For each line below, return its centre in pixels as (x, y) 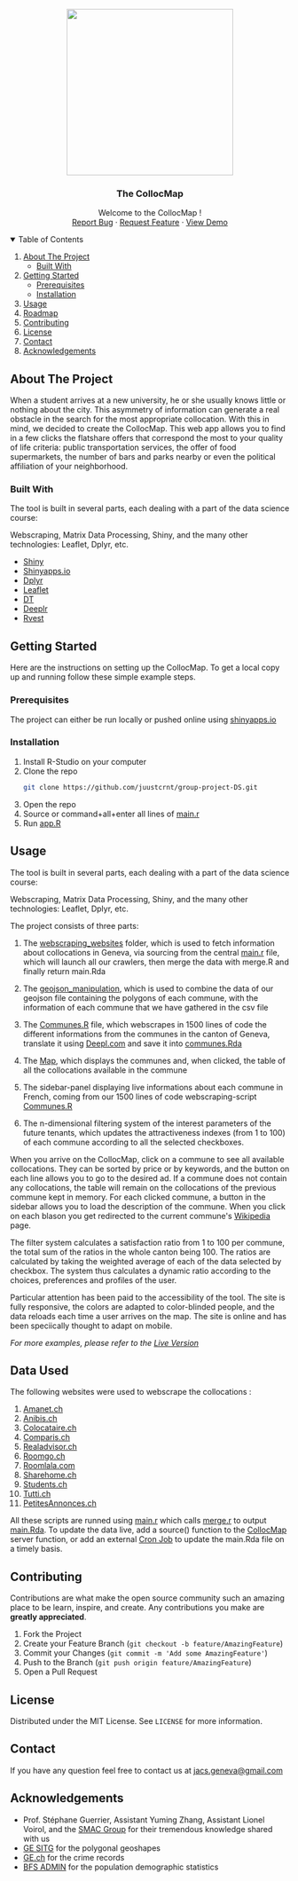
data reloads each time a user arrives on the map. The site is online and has (149, 1316)
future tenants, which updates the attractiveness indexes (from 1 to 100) (154, 1132)
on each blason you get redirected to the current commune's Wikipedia (141, 1216)
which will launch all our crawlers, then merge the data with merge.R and (156, 962)
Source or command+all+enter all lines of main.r (111, 814)
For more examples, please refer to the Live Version (104, 1342)
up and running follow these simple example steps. (103, 677)
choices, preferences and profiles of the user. (94, 1280)
